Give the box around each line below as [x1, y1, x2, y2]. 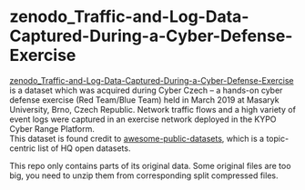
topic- [266, 133, 290, 144]
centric [9, 143, 36, 154]
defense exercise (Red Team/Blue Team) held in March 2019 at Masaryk [9, 94, 280, 105]
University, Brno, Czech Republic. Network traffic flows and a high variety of [9, 104, 296, 115]
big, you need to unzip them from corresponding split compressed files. [9, 170, 279, 181]
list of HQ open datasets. [37, 143, 131, 154]
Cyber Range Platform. [9, 123, 96, 134]
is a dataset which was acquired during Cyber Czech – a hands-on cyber [9, 85, 283, 95]
